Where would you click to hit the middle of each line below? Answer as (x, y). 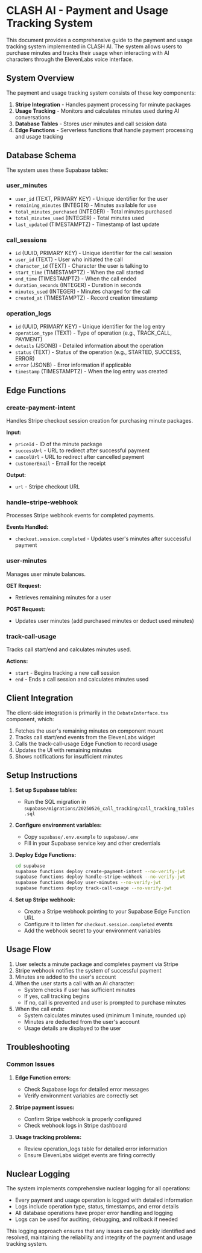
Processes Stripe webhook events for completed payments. (80, 516)
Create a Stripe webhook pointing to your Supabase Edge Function (107, 912)
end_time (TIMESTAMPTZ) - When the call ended (76, 279)
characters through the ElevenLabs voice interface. (70, 59)
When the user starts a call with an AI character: (75, 983)
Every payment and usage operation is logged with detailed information (104, 1200)
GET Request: (24, 585)
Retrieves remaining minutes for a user (63, 597)
